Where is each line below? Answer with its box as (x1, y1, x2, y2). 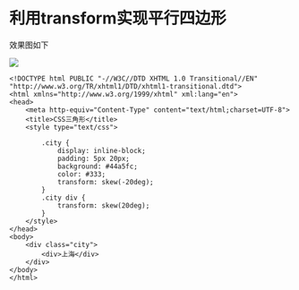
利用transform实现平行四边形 (9, 8, 226, 29)
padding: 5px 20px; (56, 154, 130, 163)
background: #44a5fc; (56, 162, 139, 171)
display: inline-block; (56, 146, 146, 155)
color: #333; (56, 169, 106, 179)
